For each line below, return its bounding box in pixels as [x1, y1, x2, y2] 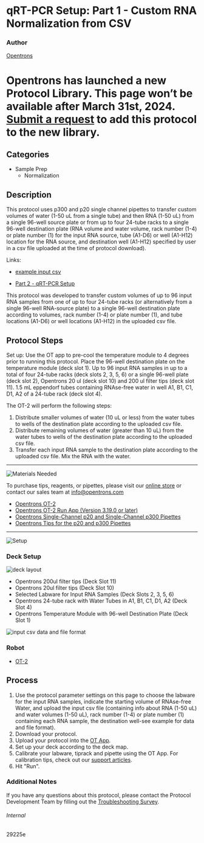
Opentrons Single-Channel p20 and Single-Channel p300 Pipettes [15, 513, 181, 520]
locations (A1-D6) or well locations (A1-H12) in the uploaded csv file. [6, 318, 177, 325]
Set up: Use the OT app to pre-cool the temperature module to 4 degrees [6, 351, 189, 359]
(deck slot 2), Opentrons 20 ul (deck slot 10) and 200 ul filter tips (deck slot [6, 377, 194, 385]
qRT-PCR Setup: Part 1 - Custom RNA [6, 4, 197, 18]
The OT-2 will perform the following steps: [6, 402, 112, 410]
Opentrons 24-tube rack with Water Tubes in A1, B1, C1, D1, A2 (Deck [15, 597, 188, 604]
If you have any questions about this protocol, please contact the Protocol [6, 791, 191, 799]
